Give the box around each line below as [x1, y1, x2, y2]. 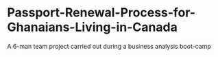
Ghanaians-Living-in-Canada [7, 19, 178, 35]
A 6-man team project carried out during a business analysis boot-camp [7, 42, 211, 50]
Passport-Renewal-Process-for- [7, 5, 196, 21]
